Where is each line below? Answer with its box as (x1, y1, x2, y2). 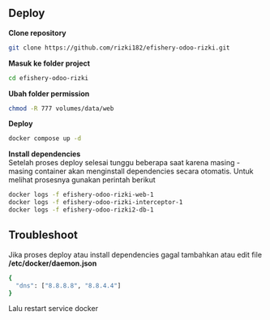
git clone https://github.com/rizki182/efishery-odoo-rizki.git (8, 44, 230, 52)
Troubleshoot (8, 228, 79, 242)
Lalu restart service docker (8, 304, 99, 314)
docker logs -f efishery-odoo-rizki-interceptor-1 (8, 198, 183, 207)
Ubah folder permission (8, 88, 90, 98)
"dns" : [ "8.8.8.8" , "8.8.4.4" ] (15, 281, 122, 290)
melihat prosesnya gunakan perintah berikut (8, 175, 156, 185)
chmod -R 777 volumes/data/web (8, 105, 114, 113)
